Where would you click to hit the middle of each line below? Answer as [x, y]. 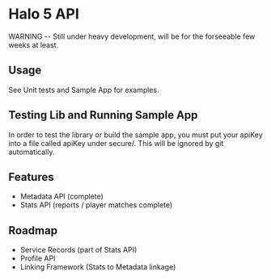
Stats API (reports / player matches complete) [96, 205]
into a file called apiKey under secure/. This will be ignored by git [116, 143]
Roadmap [33, 230]
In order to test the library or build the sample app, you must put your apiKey [135, 135]
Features [31, 177]
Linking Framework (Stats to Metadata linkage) [98, 267]
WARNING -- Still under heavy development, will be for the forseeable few [132, 36]
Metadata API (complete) [61, 196]
